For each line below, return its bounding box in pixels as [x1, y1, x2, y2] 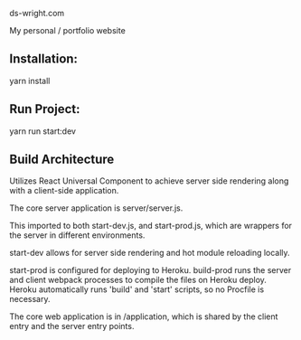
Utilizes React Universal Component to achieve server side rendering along [9, 175, 289, 186]
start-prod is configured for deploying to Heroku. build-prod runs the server [9, 265, 292, 276]
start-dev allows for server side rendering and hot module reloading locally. [9, 248, 291, 259]
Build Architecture [9, 152, 115, 167]
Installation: [9, 52, 79, 67]
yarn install [9, 75, 51, 86]
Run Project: [9, 101, 80, 117]
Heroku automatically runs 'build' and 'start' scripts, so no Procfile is [9, 284, 265, 295]
